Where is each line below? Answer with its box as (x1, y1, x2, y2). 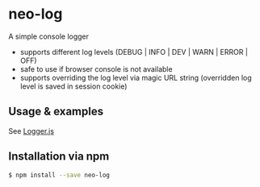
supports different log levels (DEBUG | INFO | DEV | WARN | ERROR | (19, 47, 249, 56)
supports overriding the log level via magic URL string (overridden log (19, 73, 252, 82)
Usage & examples (8, 105, 103, 118)
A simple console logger (8, 31, 90, 41)
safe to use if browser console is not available (19, 64, 173, 73)
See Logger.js (8, 126, 55, 135)
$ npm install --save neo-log (8, 171, 111, 179)
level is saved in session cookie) (19, 81, 128, 91)
